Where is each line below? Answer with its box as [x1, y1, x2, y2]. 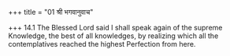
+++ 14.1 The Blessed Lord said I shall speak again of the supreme [8, 23, 223, 32]
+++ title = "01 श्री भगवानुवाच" [8, 8, 94, 16]
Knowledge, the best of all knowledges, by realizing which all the [8, 31, 219, 40]
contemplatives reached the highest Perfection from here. [8, 40, 196, 48]
